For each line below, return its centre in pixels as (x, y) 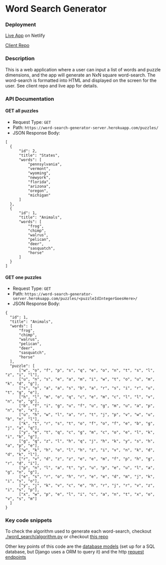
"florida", (39, 182)
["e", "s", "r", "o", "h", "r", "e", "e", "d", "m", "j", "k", (87, 477)
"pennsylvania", (45, 164)
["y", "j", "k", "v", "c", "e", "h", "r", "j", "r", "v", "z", (87, 486)
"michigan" (39, 195)
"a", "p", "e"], (22, 446)
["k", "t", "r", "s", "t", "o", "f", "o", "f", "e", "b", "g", (87, 424)
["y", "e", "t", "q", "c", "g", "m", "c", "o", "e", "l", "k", (87, 432)
